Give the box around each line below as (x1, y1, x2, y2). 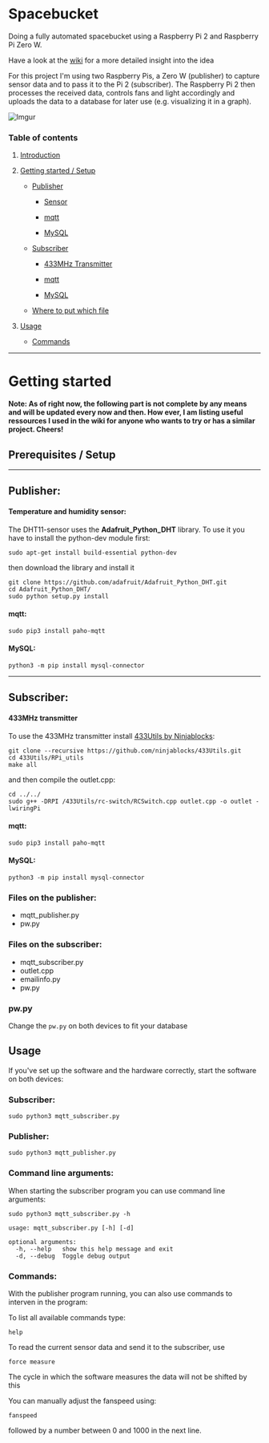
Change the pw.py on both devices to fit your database (8, 1020, 188, 1031)
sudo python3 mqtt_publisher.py (8, 1149, 116, 1157)
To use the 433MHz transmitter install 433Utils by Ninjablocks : (8, 731, 215, 740)
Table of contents (8, 132, 78, 143)
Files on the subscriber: (8, 939, 102, 951)
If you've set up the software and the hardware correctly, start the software (8, 1065, 257, 1075)
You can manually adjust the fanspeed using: (8, 1396, 157, 1405)
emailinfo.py (19, 974, 61, 983)
